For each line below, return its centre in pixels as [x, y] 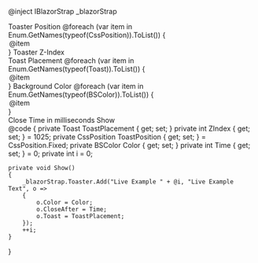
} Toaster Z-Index [37, 52]
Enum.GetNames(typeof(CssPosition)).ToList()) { [87, 35]
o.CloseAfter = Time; [72, 209]
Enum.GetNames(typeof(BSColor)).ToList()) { [81, 94]
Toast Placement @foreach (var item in [71, 61]
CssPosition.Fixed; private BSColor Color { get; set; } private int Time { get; [129, 145]
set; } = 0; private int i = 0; [50, 154]
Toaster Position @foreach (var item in [70, 26]
